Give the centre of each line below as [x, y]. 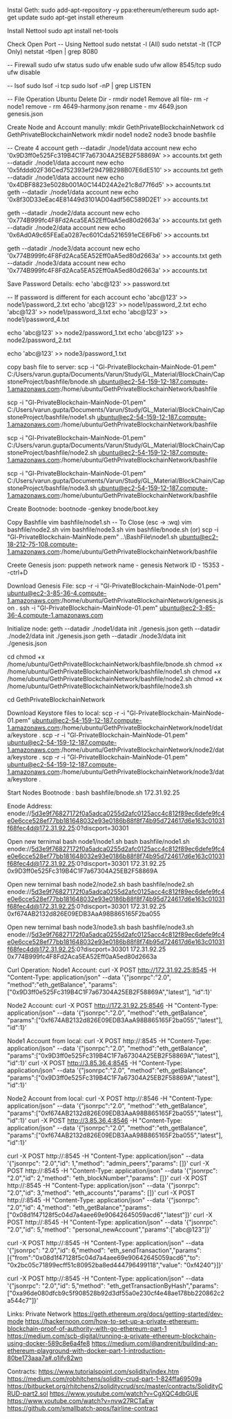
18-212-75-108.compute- [42, 544]
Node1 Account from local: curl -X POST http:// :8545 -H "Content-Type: [109, 1041]
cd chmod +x [26, 657]
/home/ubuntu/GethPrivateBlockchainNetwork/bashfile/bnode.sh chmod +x [115, 664]
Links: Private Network [39, 1314]
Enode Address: [30, 806]
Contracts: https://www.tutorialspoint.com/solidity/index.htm [93, 1371]
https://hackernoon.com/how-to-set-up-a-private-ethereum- [112, 1321]
